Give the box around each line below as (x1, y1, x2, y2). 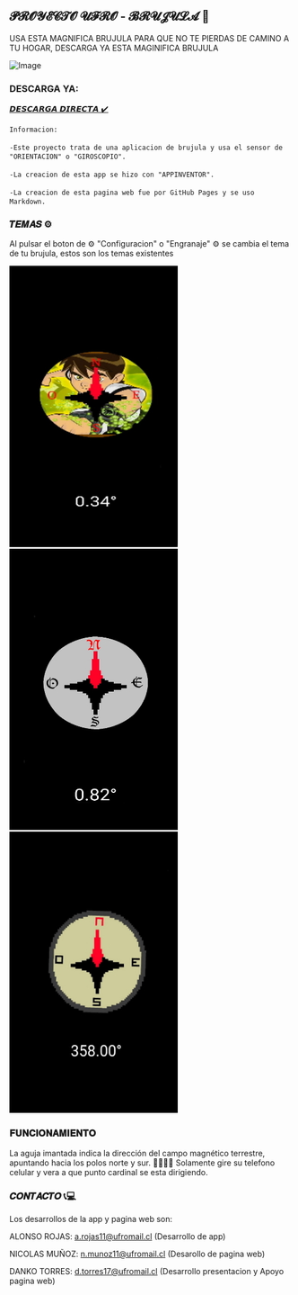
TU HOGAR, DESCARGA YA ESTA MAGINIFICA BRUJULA (9, 42, 219, 53)
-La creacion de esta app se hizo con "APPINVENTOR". (9, 170, 215, 180)
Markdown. (9, 197, 47, 207)
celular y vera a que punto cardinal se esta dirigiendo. (9, 1166, 208, 1177)
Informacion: (9, 125, 58, 135)
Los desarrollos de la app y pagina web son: (9, 1214, 173, 1224)
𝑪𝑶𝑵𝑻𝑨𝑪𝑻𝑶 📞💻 (9, 1190, 76, 1202)
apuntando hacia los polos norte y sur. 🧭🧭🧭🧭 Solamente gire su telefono (9, 1157, 276, 1168)
